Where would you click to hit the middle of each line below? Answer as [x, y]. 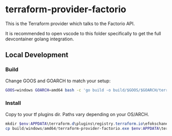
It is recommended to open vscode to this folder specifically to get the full [83, 33]
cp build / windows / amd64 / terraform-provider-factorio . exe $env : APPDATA [82, 128]
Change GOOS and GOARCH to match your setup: [58, 81]
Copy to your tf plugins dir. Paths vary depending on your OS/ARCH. [77, 114]
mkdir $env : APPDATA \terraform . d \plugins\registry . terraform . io [74, 124]
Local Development [37, 55]
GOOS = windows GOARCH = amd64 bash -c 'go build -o [58, 90]
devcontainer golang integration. [40, 39]
